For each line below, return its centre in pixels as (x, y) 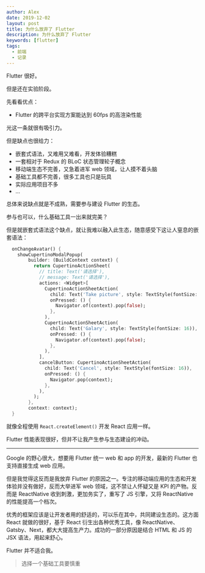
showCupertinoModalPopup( (50, 254)
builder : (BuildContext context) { (74, 261)
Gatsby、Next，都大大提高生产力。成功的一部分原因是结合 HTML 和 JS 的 (99, 530)
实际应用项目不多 (37, 184)
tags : (13, 46)
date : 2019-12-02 (28, 18)
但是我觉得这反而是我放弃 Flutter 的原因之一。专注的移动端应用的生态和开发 (102, 478)
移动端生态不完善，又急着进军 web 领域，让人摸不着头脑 (86, 169)
